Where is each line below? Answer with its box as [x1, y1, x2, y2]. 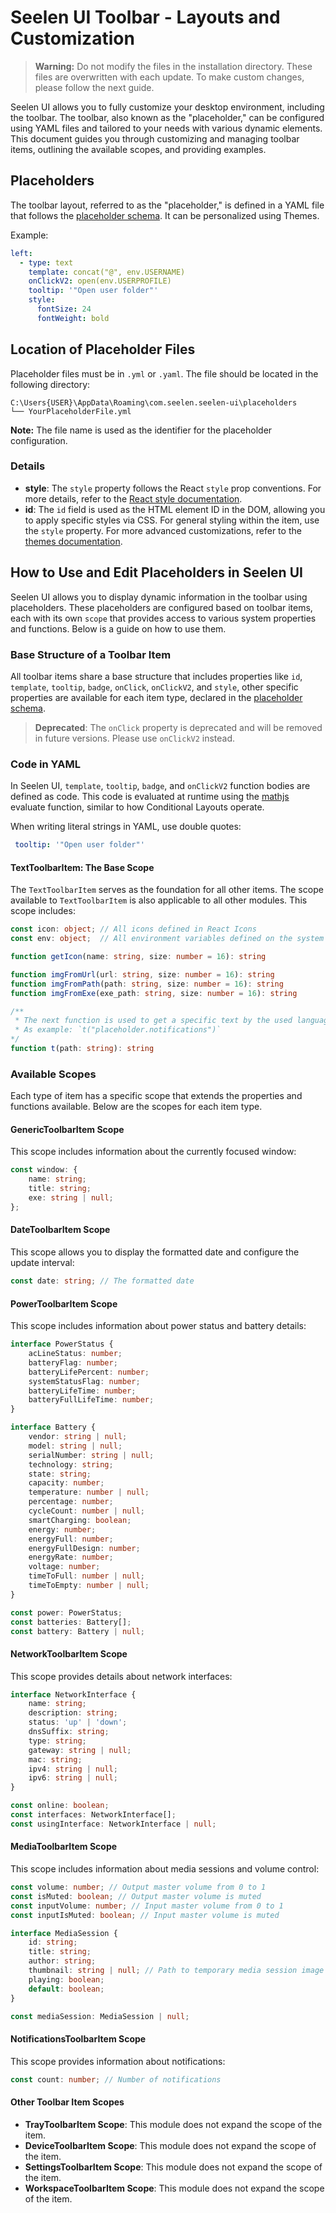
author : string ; [28, 1956, 97, 1966]
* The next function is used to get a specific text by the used [14, 1016, 293, 1026]
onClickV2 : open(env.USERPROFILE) [28, 276, 172, 286]
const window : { [10, 1165, 78, 1175]
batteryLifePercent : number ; [28, 1367, 150, 1377]
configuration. [10, 434, 68, 446]
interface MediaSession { [10, 1928, 118, 1938]
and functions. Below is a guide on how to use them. [10, 622, 227, 635]
